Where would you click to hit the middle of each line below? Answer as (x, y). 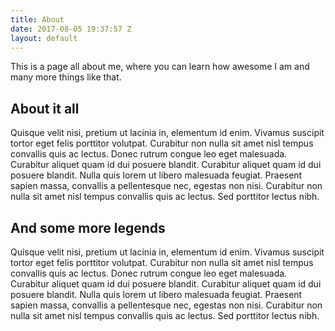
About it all (45, 108)
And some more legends (88, 227)
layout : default (44, 38)
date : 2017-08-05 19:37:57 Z (71, 29)
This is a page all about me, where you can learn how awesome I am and (160, 67)
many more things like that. (66, 77)
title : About (37, 19)
